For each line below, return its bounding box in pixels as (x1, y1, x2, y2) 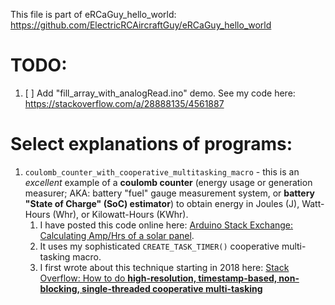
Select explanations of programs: (10, 133, 293, 156)
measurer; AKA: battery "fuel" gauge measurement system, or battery (24, 187, 316, 199)
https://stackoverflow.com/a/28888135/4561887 (24, 97, 225, 109)
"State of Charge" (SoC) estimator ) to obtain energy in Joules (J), (24, 197, 300, 209)
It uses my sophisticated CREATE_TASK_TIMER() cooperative (39, 240, 280, 252)
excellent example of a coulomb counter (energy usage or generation (24, 176, 313, 188)
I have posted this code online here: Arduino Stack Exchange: (39, 219, 294, 231)
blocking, (39, 282, 80, 294)
